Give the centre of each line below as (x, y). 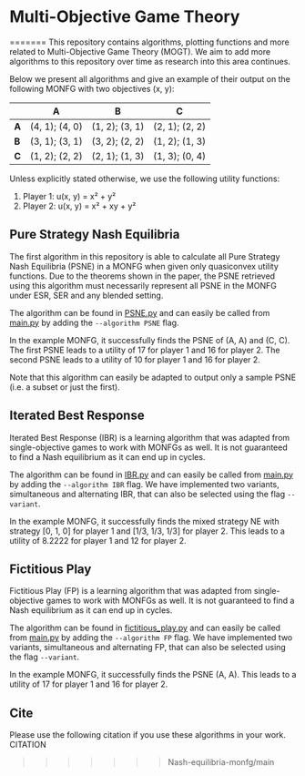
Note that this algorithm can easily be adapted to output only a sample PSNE (153, 377)
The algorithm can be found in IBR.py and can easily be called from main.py (152, 475)
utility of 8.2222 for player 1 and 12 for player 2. (98, 540)
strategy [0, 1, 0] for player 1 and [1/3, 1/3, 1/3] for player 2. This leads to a (147, 531)
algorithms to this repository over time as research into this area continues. (150, 61)
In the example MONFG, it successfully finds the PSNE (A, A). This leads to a (153, 675)
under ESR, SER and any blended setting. (86, 295)
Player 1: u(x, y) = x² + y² (69, 196)
